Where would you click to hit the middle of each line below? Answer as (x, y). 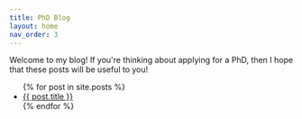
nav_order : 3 (34, 34)
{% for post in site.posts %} (74, 87)
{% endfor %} (48, 106)
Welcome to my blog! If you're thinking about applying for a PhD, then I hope (151, 60)
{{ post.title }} (48, 96)
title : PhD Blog (40, 18)
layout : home (34, 26)
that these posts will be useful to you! (79, 69)
